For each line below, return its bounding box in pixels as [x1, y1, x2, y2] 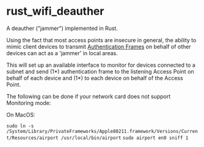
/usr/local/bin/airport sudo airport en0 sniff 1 [60, 135, 189, 141]
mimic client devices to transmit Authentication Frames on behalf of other [6, 43, 191, 50]
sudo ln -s [6, 123, 34, 129]
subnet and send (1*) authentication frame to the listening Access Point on [6, 67, 194, 75]
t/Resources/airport [6, 135, 59, 141]
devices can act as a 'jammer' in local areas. [6, 49, 118, 56]
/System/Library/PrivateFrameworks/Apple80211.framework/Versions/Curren [6, 128, 199, 134]
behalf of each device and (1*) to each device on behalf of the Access [6, 74, 183, 81]
